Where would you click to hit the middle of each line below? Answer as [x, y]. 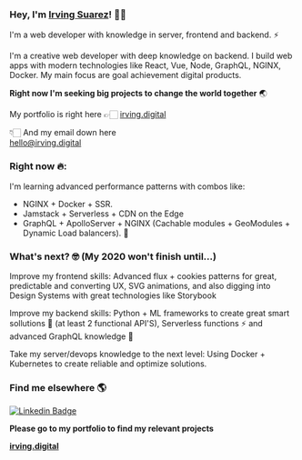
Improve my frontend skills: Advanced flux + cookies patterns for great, [143, 275]
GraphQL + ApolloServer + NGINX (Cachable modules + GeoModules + [156, 223]
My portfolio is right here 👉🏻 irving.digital [88, 115]
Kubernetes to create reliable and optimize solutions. [108, 364]
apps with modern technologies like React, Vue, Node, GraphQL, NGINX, [146, 65]
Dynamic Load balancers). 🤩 [75, 233]
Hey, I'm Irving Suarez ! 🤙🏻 [68, 15]
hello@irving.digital [45, 143]
